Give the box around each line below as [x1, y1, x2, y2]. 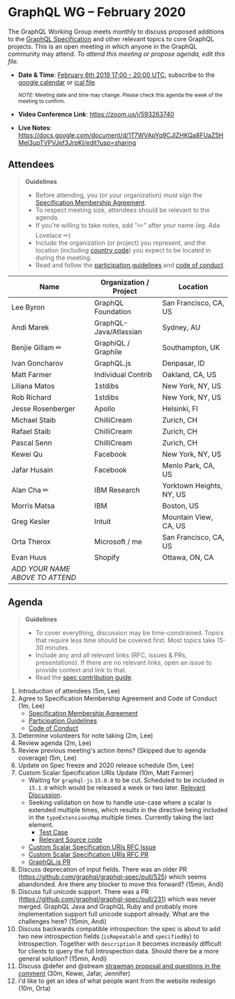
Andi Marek [11, 323, 50, 332]
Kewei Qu [11, 449, 43, 459]
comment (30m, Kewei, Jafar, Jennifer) [17, 969, 131, 977]
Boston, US [162, 501, 199, 511]
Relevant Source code [38, 835, 103, 844]
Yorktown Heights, [162, 481, 222, 490]
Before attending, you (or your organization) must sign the [35, 190, 203, 199]
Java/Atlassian [94, 327, 142, 336]
